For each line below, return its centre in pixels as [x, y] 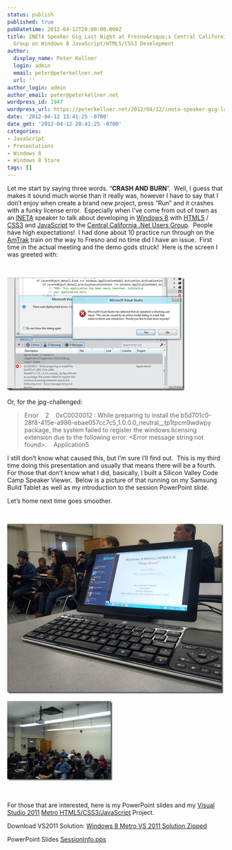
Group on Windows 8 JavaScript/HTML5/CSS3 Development [94, 44]
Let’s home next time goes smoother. [60, 501]
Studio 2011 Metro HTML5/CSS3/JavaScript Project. [81, 812]
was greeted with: [33, 255]
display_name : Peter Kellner [55, 59]
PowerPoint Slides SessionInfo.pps [57, 839]
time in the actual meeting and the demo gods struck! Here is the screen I [113, 247]
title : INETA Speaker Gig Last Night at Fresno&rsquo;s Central [101, 37]
